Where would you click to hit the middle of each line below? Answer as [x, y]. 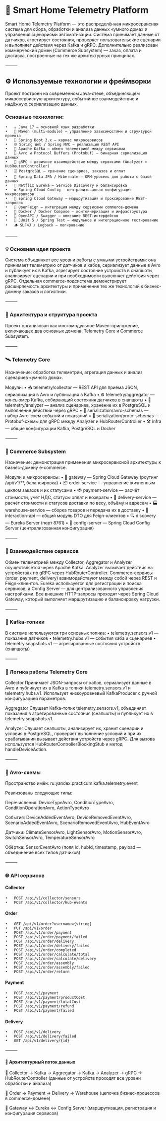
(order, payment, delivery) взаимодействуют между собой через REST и [81, 578]
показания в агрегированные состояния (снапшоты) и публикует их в [79, 713]
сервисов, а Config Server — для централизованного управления [74, 589]
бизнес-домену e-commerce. [36, 468]
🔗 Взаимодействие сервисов [42, 551]
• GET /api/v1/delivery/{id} [37, 1041]
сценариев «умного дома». [34, 377]
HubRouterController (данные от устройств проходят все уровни [73, 1078]
